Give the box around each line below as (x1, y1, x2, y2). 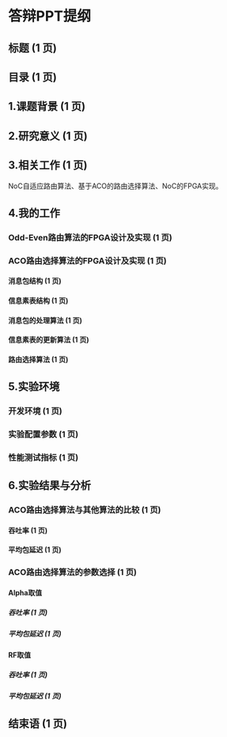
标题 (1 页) (8, 41, 57, 55)
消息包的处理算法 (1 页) (8, 316, 83, 325)
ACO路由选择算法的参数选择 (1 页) (8, 567, 137, 578)
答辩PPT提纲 (8, 7, 91, 25)
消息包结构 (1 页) (8, 276, 62, 285)
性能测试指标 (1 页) (8, 452, 79, 463)
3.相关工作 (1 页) (8, 159, 88, 172)
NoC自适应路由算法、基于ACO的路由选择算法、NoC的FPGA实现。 (8, 181, 223, 191)
